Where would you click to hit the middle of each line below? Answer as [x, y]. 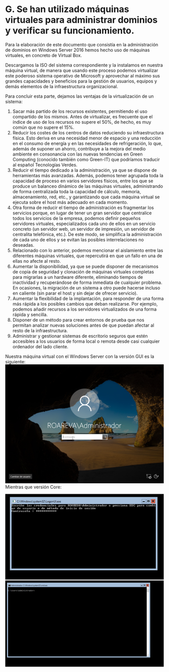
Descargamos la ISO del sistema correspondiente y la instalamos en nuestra [84, 65]
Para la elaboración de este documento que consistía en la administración [82, 44]
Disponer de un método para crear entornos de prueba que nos [78, 320]
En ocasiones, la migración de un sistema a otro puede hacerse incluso [86, 287]
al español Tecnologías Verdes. [45, 165]
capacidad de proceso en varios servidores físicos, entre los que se [83, 181]
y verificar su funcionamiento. [70, 31]
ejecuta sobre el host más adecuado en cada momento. [70, 202]
